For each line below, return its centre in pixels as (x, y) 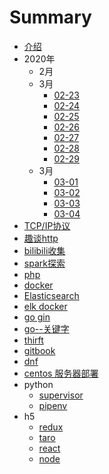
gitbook (39, 350)
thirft (33, 340)
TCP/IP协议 (47, 225)
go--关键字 (46, 328)
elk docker (45, 306)
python (38, 384)
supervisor (61, 395)
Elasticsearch (51, 295)
